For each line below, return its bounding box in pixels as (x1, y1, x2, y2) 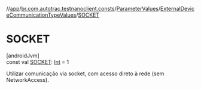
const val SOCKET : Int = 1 (6, 58, 69, 65)
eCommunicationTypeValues (6, 11, 77, 19)
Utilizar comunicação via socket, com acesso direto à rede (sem (6, 70, 165, 77)
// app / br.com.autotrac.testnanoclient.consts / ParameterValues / (6, 5, 161, 12)
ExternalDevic (160, 5, 195, 12)
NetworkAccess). (6, 76, 50, 83)
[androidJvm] (6, 52, 40, 59)
